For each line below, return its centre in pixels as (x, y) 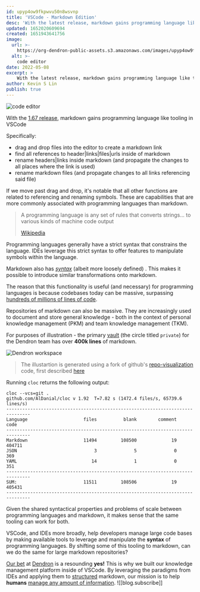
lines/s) (17, 403)
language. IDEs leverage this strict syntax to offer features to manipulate (95, 251)
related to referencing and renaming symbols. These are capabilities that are (100, 197)
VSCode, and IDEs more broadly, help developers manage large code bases (99, 533)
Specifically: (21, 135)
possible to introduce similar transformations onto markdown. (82, 275)
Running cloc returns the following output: (58, 382)
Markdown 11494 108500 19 (92, 440)
